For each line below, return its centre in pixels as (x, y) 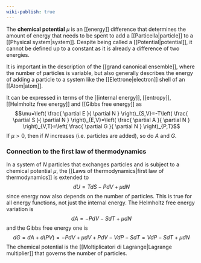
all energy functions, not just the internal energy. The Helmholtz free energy (101, 203)
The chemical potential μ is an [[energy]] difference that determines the (96, 29)
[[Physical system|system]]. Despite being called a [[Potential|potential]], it (99, 42)
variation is (20, 209)
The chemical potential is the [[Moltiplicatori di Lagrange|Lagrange (89, 247)
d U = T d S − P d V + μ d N (101, 187)
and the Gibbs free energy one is (47, 228)
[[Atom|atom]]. (25, 86)
